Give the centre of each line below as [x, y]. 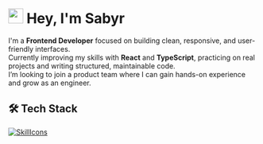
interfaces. [53, 49]
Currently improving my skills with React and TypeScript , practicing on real [132, 57]
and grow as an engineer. [50, 83]
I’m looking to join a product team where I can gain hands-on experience [127, 74]
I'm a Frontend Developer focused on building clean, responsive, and [122, 41]
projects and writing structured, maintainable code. [92, 66]
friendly [21, 49]
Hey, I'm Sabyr [76, 19]
